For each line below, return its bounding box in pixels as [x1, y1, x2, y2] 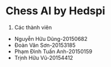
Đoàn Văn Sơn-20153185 [14, 42, 76, 49]
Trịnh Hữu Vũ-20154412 [14, 54, 73, 61]
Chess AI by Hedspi [5, 4, 106, 18]
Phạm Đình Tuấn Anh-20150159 [14, 47, 92, 55]
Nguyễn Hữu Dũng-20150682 [14, 35, 88, 42]
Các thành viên [14, 24, 52, 31]
